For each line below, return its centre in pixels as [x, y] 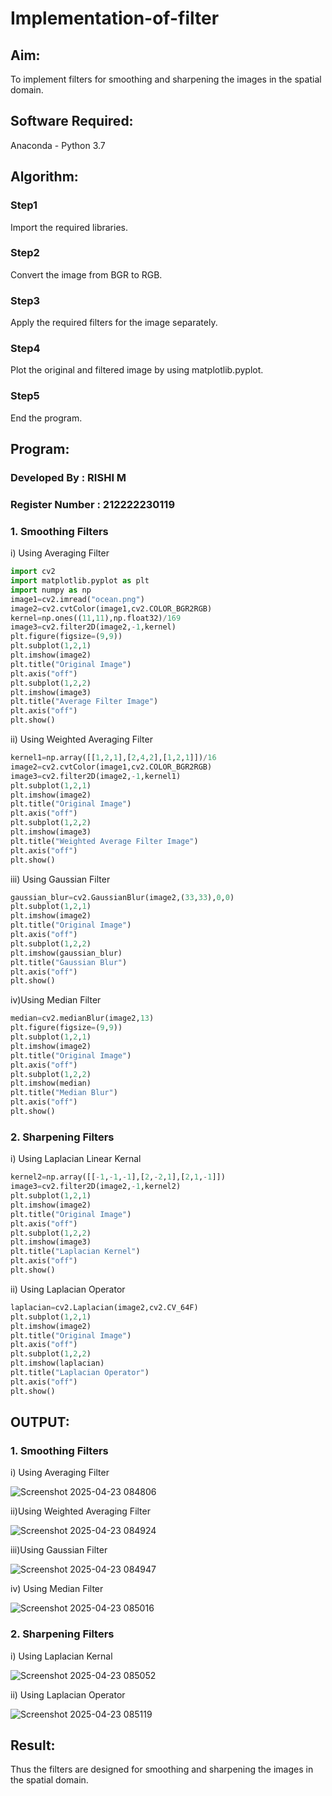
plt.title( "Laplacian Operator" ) [80, 1373]
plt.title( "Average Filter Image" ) [84, 702]
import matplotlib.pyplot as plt [80, 581]
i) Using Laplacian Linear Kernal [76, 1159]
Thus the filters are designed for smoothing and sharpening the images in [162, 1769]
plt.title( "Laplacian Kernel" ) [75, 1252]
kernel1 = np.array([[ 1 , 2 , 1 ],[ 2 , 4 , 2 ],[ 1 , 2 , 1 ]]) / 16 [113, 758]
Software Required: [72, 121]
